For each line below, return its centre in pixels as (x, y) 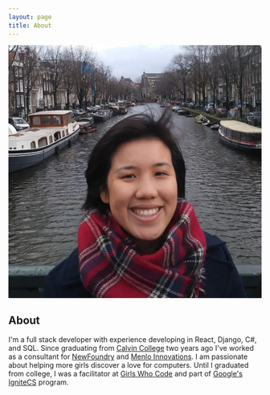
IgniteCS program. (39, 382)
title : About (30, 25)
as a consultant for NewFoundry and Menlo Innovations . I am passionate (128, 356)
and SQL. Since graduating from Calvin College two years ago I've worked (131, 348)
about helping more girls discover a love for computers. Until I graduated (129, 365)
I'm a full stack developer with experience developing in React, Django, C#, (133, 340)
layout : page (30, 17)
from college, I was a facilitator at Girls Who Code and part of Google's (126, 374)
